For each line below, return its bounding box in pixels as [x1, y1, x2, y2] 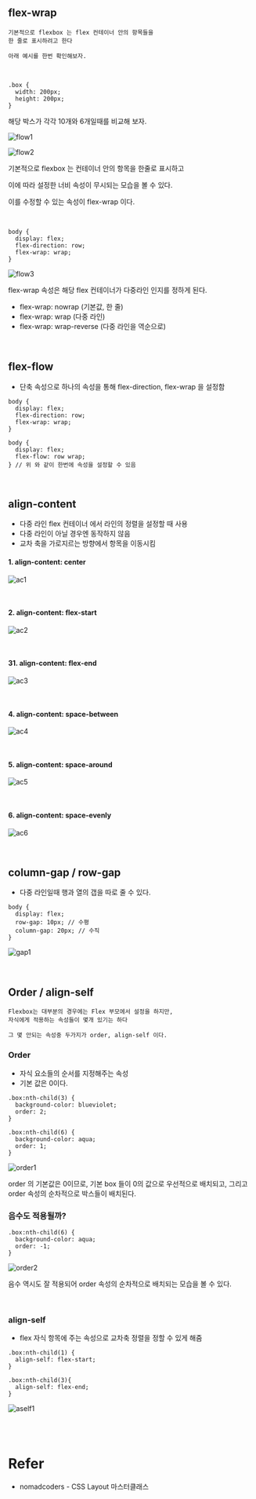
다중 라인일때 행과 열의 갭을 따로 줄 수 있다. [19, 887, 151, 898]
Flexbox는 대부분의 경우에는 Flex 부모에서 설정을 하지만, [8, 1008, 174, 1016]
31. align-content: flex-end [8, 659, 97, 668]
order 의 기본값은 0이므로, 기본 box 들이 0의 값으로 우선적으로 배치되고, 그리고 [8, 1179, 248, 1188]
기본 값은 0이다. [19, 1078, 68, 1088]
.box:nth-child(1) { [8, 1349, 76, 1357]
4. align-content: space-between [8, 709, 119, 718]
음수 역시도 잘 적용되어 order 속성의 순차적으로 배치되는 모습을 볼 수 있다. [8, 1279, 233, 1289]
